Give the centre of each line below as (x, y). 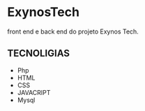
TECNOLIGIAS (39, 53)
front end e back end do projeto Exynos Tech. (73, 31)
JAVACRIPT (34, 92)
